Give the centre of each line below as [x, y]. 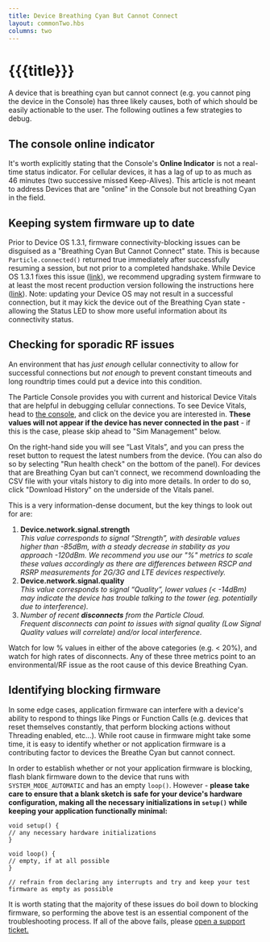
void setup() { [34, 826]
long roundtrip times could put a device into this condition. [105, 381]
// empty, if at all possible [59, 861]
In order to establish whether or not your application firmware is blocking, [130, 768]
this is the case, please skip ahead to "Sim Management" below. [115, 431]
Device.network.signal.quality [72, 580]
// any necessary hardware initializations [83, 832]
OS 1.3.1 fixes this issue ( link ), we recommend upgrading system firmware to [135, 276]
